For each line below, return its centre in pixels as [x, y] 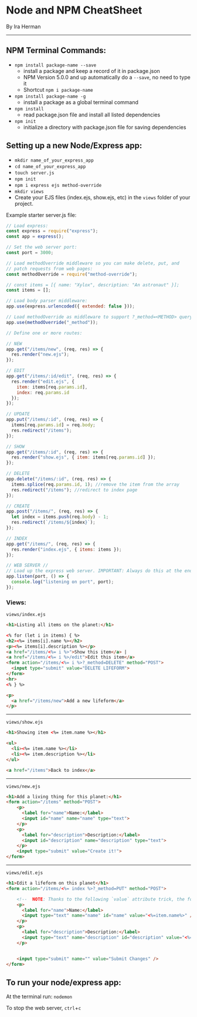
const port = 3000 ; [30, 253]
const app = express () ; [35, 237]
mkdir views [29, 192]
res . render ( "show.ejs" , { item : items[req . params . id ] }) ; [84, 457]
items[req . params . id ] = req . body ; [53, 425]
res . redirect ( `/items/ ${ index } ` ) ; [53, 523]
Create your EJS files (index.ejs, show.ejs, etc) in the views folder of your [102, 197]
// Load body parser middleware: [47, 301]
